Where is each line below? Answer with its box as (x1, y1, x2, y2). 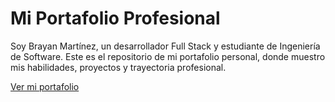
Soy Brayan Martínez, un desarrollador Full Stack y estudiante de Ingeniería (10, 40, 321, 52)
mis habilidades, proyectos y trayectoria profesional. (10, 61, 227, 73)
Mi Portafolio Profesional (10, 7, 221, 30)
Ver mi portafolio (10, 80, 80, 92)
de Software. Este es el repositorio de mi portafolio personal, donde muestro (10, 50, 326, 62)
